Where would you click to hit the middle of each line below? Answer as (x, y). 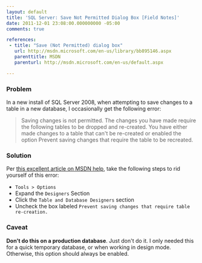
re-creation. (31, 212)
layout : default (27, 12)
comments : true (25, 29)
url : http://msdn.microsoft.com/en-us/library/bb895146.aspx (93, 51)
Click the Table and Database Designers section (74, 200)
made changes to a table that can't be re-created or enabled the (101, 133)
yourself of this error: (33, 175)
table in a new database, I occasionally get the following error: (84, 108)
